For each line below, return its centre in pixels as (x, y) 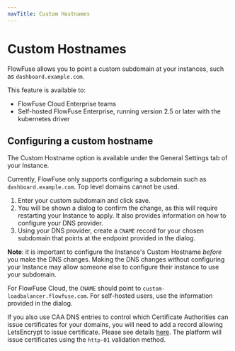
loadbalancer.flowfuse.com (47, 296)
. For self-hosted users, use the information (149, 296)
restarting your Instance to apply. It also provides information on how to (122, 216)
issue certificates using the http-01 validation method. (87, 340)
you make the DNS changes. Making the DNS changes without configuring (116, 260)
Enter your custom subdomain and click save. (84, 201)
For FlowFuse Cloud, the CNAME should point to (74, 289)
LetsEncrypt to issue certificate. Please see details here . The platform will (114, 332)
